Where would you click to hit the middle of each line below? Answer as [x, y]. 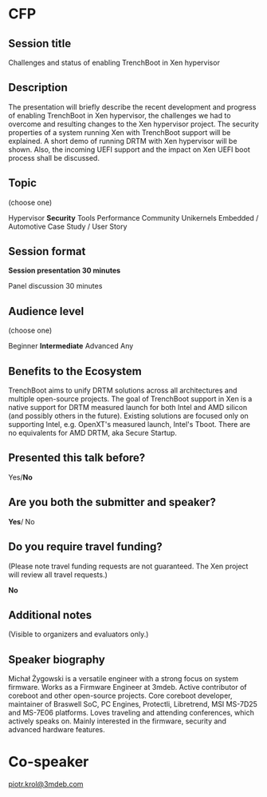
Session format [47, 251]
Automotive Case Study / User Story [68, 226]
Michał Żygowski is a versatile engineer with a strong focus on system [124, 679]
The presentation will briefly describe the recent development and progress [132, 107]
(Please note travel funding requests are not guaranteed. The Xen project [128, 566]
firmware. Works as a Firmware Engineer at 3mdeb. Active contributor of [128, 687]
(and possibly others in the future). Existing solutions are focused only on [128, 416]
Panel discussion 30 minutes [55, 286]
